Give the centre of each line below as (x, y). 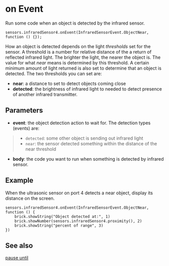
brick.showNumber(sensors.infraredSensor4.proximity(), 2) (78, 221)
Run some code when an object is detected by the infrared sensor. (75, 23)
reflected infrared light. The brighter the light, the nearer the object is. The (83, 57)
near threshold (41, 149)
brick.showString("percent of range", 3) (59, 226)
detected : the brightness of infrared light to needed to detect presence (87, 89)
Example (19, 180)
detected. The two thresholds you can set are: (54, 73)
